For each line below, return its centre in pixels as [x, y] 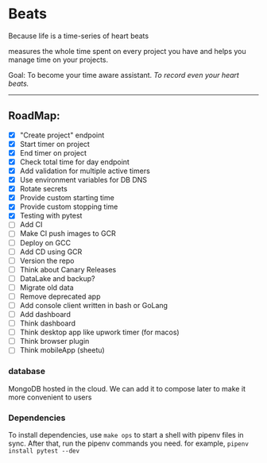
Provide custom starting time [67, 198]
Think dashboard [48, 323]
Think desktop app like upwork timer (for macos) [100, 332]
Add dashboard [45, 314]
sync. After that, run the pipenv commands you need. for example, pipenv [128, 443]
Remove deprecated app [60, 296]
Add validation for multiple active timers [85, 171]
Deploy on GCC [45, 242]
